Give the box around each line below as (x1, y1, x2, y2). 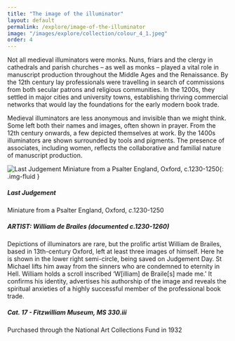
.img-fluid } (7, 173, 40, 181)
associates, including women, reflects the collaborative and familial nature (7, 144, 222, 152)
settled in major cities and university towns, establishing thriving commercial (7, 93, 228, 102)
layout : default (7, 17, 55, 24)
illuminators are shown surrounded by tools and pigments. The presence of (7, 136, 224, 145)
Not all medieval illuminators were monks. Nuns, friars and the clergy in (7, 55, 213, 64)
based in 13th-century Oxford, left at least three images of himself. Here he (7, 247, 224, 256)
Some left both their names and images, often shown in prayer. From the (7, 121, 216, 130)
